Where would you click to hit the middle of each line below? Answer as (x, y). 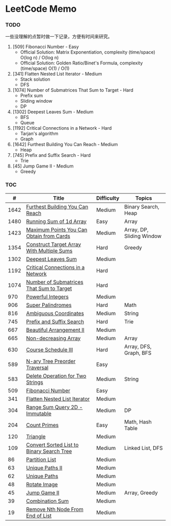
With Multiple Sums (49, 251)
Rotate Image (42, 484)
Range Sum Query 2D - (54, 407)
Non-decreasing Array (53, 338)
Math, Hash (138, 422)
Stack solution (35, 79)
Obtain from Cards (48, 236)
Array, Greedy (141, 492)
